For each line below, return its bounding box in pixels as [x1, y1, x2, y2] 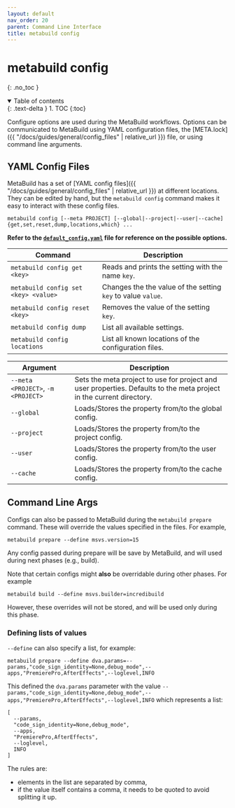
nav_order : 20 [7, 17, 49, 24]
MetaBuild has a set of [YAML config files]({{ [7, 180, 136, 187]
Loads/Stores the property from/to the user [74, 444, 217, 453]
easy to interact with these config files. [7, 201, 120, 210]
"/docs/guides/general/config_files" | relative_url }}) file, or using [16, 133, 204, 141]
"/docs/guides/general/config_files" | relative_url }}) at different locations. [7, 187, 220, 195]
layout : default [7, 10, 55, 18]
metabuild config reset [10, 304, 90, 312]
